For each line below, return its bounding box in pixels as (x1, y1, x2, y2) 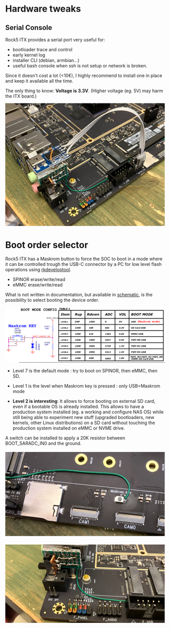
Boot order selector (5, 239, 89, 251)
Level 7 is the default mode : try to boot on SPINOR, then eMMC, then (12, 367, 158, 373)
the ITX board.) (5, 93, 37, 99)
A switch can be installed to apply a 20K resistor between (5, 435, 125, 441)
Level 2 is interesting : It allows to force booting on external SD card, (12, 398, 156, 404)
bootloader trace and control (12, 47, 72, 52)
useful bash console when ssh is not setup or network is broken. (12, 63, 148, 68)
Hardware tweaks (5, 3, 81, 15)
